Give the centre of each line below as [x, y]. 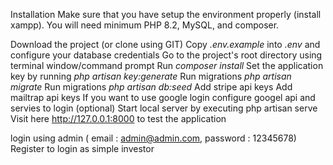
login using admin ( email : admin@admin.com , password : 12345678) [153, 138]
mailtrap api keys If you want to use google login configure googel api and [163, 97]
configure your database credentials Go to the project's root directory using [166, 55]
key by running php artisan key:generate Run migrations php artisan [151, 76]
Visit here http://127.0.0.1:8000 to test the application [118, 118]
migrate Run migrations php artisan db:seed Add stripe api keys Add [151, 87]
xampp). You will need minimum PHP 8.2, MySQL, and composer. [145, 25]
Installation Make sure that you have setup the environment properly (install [166, 14]
